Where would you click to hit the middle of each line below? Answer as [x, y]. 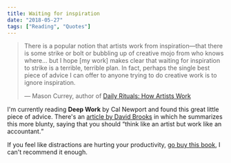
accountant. [24, 131]
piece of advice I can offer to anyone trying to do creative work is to [120, 75]
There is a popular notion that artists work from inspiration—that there [123, 46]
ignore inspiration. [50, 83]
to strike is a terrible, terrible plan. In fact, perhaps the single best [117, 68]
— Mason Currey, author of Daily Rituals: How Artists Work [107, 96]
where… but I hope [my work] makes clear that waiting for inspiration [122, 61]
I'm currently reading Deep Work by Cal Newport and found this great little [113, 109]
